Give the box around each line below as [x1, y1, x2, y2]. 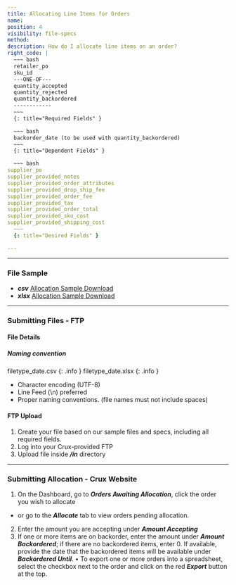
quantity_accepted [13, 82, 68, 89]
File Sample [7, 268, 48, 278]
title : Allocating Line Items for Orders [7, 10, 131, 18]
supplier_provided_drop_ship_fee [7, 186, 105, 194]
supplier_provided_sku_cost [7, 213, 90, 220]
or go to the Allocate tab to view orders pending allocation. [17, 511, 190, 520]
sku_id [13, 69, 33, 76]
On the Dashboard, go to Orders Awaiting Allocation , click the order [17, 490, 217, 498]
